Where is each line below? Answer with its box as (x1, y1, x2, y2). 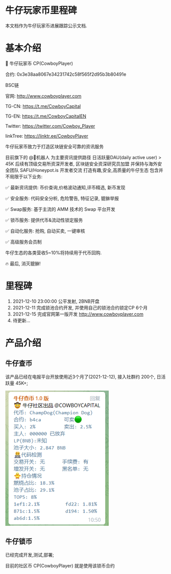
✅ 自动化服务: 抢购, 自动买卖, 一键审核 (5, 228, 85, 234)
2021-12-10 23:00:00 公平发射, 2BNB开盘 (12, 298, 100, 304)
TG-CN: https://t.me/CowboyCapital (5, 103, 81, 109)
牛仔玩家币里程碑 (5, 5, 78, 16)
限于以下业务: (14, 173, 43, 180)
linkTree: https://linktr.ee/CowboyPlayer (5, 133, 88, 139)
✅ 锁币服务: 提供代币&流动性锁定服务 (5, 217, 83, 223)
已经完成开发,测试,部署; (5, 551, 55, 558)
